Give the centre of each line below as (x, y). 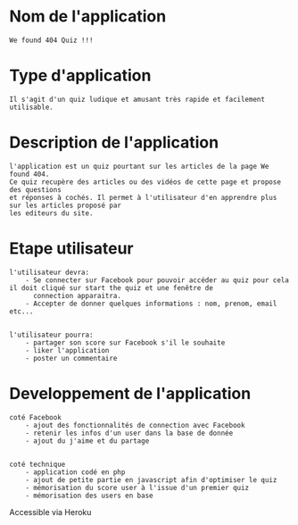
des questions (36, 189)
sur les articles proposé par (66, 205)
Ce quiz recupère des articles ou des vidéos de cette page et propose (145, 182)
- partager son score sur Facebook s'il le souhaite (125, 342)
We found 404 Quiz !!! (51, 40)
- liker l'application (67, 350)
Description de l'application (114, 142)
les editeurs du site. (51, 213)
